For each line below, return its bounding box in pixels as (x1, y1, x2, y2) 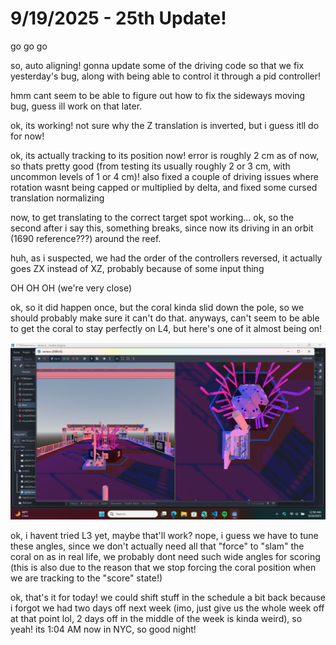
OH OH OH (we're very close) (10, 282, 133, 294)
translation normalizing (10, 192, 105, 204)
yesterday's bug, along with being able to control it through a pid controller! (10, 70, 321, 82)
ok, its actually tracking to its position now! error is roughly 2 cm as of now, (10, 149, 320, 161)
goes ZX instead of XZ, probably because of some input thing (10, 262, 265, 274)
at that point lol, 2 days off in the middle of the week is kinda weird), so (10, 612, 303, 624)
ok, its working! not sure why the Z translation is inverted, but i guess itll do (10, 119, 320, 131)
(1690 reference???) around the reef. (10, 232, 162, 244)
